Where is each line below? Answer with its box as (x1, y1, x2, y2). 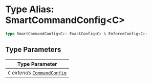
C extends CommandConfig (8, 69, 67, 76)
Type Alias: (5, 4, 55, 15)
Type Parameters (5, 45, 61, 54)
